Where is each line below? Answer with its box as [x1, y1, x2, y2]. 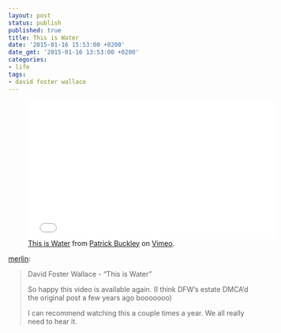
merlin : [8, 254, 32, 263]
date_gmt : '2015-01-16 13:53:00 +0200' [8, 48, 140, 56]
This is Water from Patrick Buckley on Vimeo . [28, 238, 175, 248]
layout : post [8, 11, 51, 20]
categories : [8, 56, 47, 64]
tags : [8, 70, 26, 78]
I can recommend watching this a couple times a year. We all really [27, 308, 245, 317]
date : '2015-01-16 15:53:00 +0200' [8, 41, 126, 49]
